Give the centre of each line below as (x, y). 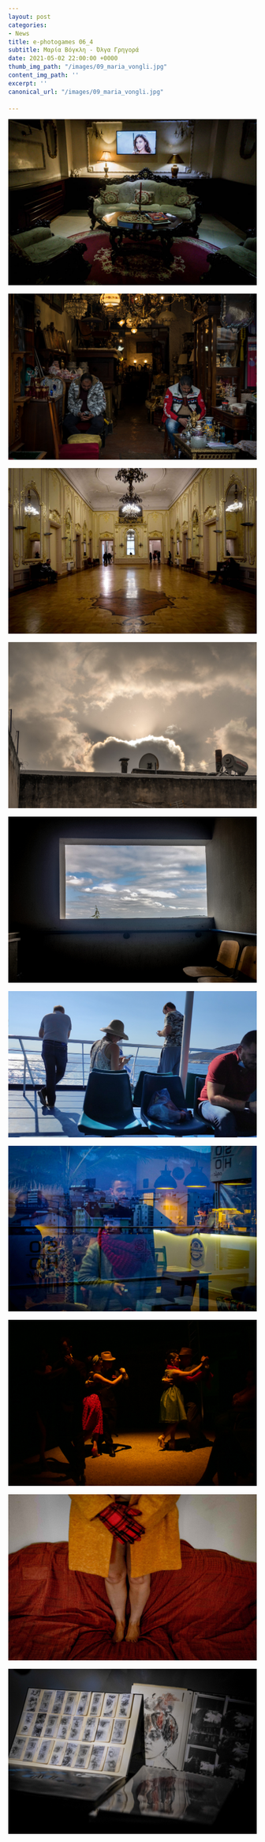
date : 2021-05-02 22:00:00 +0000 (63, 59)
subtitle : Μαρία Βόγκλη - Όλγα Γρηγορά (74, 50)
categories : (28, 25)
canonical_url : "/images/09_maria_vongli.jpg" (86, 92)
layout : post (30, 17)
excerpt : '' (28, 83)
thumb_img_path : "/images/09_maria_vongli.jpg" (88, 67)
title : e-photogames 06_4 (50, 42)
